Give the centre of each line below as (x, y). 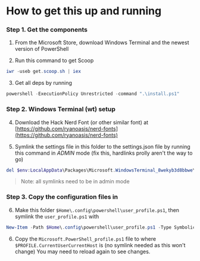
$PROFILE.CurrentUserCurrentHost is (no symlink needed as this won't (100, 245)
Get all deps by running (43, 83)
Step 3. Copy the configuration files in (62, 197)
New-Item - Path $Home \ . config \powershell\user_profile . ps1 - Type (89, 227)
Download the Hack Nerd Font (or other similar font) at (82, 122)
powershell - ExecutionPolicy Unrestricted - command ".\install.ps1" (93, 94)
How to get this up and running (84, 11)
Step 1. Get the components (47, 30)
